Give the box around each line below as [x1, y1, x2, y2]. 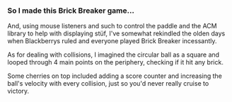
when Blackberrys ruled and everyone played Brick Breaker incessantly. [7, 37, 217, 45]
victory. [7, 87, 30, 96]
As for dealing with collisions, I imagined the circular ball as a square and [7, 50, 220, 59]
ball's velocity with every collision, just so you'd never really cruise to [7, 79, 209, 88]
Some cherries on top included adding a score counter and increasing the [7, 72, 223, 80]
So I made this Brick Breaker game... [7, 6, 134, 16]
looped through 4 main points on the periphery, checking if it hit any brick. [7, 58, 224, 67]
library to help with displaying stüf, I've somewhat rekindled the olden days [7, 29, 226, 38]
